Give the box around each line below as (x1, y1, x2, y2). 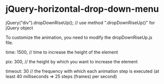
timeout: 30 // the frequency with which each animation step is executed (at (5, 68, 160, 74)
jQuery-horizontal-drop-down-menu (5, 3, 159, 15)
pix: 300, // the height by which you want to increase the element (5, 58, 138, 64)
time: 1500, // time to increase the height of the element (5, 49, 118, 55)
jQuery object (5, 25, 33, 30)
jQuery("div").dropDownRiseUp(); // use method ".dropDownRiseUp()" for (5, 20, 155, 26)
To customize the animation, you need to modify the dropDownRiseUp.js (5, 34, 153, 40)
